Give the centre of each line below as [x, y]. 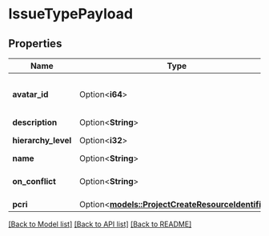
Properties [35, 44]
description [35, 122]
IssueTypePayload [71, 14]
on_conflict [34, 181]
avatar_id [30, 94]
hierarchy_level [42, 140]
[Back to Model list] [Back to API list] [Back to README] [100, 224]
